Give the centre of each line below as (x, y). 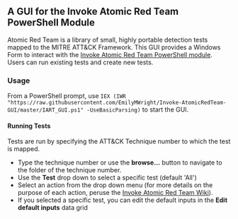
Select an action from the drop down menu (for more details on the (115, 185)
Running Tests (29, 126)
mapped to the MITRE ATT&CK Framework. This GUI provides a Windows (114, 47)
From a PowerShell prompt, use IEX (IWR (67, 96)
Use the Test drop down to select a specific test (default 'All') (107, 178)
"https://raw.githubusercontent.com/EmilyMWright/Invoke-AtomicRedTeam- (117, 103)
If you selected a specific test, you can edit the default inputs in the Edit (123, 200)
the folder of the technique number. (69, 170)
